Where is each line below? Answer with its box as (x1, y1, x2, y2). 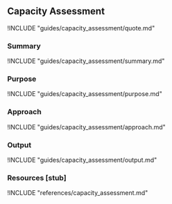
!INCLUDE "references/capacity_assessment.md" (7, 189, 148, 197)
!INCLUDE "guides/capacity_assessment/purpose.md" (7, 90, 163, 98)
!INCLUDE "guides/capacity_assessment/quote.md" (7, 24, 155, 32)
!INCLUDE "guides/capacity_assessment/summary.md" (7, 57, 165, 65)
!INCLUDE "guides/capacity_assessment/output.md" (7, 156, 157, 164)
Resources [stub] (7, 173, 67, 183)
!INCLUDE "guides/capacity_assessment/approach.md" (7, 122, 166, 131)
